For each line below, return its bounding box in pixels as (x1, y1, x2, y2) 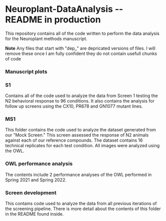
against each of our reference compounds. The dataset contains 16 (5, 137, 143, 143)
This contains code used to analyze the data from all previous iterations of (5, 201, 157, 207)
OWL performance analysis (5, 160, 73, 167)
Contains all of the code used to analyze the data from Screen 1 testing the (5, 93, 158, 99)
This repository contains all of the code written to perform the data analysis (5, 30, 160, 36)
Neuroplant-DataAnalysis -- (5, 3, 123, 15)
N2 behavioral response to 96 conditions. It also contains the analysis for (5, 98, 155, 104)
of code (5, 55, 21, 61)
